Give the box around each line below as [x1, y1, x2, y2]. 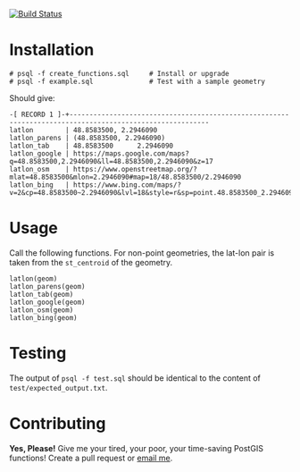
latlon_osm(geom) [9, 305, 74, 315]
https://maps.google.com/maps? [72, 148, 190, 158]
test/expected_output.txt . [9, 382, 108, 392]
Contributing [9, 414, 106, 434]
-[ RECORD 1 [9, 110, 54, 119]
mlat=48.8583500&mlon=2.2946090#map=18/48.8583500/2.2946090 [9, 173, 242, 181]
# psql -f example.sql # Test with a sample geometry [9, 77, 266, 86]
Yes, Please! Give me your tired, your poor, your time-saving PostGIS [9, 442, 263, 453]
